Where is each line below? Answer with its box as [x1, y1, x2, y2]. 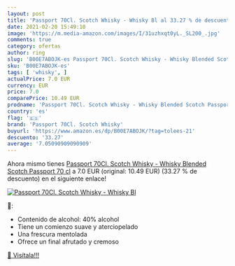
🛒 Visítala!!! [7, 251, 40, 260]
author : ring [7, 50, 45, 57]
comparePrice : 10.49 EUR [7, 95, 80, 102]
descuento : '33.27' [7, 134, 64, 141]
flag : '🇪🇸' [7, 114, 42, 121]
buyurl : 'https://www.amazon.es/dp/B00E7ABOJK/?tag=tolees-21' [7, 127, 196, 134]
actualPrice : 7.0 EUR [7, 75, 71, 83]
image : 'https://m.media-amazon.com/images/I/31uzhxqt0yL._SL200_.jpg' [7, 29, 220, 37]
